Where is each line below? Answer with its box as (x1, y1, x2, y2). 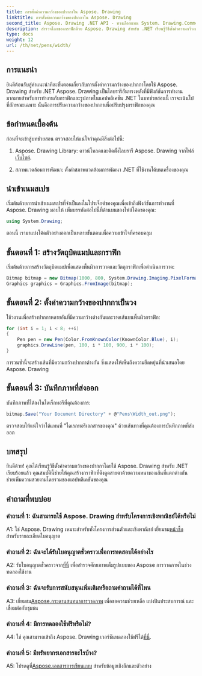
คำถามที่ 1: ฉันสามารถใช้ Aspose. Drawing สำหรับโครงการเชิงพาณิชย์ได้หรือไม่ (6, 512, 196, 520)
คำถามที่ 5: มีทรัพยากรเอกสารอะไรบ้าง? (6, 648, 97, 657)
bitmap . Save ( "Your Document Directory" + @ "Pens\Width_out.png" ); (6, 411, 176, 417)
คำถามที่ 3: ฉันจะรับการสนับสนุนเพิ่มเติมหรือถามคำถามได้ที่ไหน (6, 584, 151, 592)
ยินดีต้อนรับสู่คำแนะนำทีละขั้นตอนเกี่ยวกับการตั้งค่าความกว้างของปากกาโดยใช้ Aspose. (6, 81, 178, 88)
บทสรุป (6, 446, 28, 457)
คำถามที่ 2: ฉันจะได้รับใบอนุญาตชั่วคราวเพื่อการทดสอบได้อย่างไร (6, 548, 154, 556)
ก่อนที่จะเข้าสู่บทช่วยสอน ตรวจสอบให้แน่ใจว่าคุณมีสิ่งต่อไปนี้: (6, 135, 124, 142)
